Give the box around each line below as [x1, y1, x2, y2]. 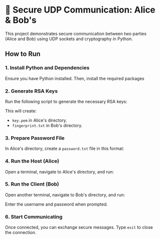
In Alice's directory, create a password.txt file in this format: [5, 145, 125, 152]
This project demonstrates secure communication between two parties [5, 31, 147, 36]
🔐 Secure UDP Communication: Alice [5, 4, 156, 16]
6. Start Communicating [5, 213, 63, 220]
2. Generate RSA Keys [5, 87, 58, 94]
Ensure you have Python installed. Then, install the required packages [5, 75, 144, 81]
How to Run [5, 50, 41, 58]
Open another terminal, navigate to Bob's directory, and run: [5, 191, 125, 198]
